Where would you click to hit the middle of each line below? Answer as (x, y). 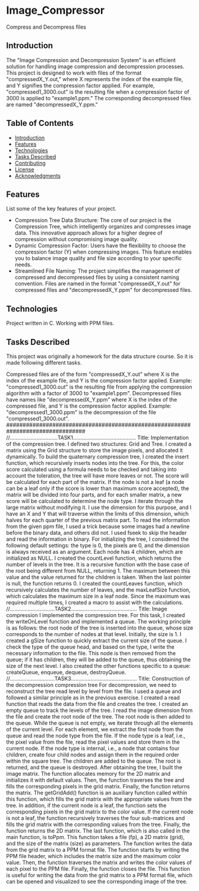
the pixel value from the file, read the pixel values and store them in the (93, 742)
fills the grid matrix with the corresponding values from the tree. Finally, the (98, 824)
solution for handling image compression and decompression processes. (95, 66)
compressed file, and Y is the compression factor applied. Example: (89, 406)
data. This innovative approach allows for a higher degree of (89, 233)
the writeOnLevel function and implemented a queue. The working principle (99, 622)
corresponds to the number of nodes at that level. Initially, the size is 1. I (94, 634)
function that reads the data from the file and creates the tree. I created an (97, 704)
